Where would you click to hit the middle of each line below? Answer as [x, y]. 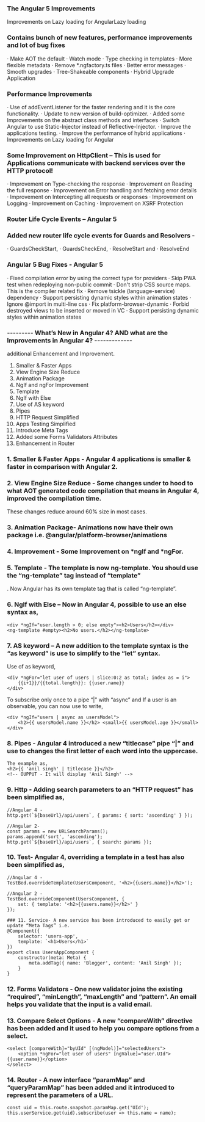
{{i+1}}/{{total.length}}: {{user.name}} [71, 683]
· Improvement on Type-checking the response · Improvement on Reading [100, 184]
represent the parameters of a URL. [60, 1095]
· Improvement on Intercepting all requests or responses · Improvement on [100, 197]
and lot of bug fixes [36, 45]
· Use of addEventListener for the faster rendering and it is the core [91, 107]
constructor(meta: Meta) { [52, 957]
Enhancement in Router [45, 443]
